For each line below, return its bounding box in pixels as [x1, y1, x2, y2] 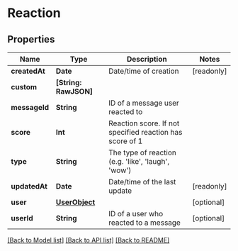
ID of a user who [108, 209, 164, 218]
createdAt [11, 66, 46, 76]
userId [11, 213, 33, 223]
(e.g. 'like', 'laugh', [108, 157, 170, 166]
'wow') [108, 165, 132, 175]
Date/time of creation [108, 66, 179, 76]
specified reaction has [108, 128, 183, 137]
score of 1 [108, 136, 143, 146]
